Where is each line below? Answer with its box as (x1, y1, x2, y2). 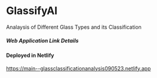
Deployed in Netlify (6, 52, 54, 59)
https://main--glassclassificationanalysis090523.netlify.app (6, 65, 151, 72)
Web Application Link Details (6, 37, 79, 44)
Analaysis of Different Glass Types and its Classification (6, 23, 142, 30)
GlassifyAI (6, 4, 58, 18)
